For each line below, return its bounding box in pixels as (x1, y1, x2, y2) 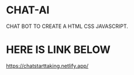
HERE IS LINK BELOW (6, 43, 111, 56)
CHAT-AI (6, 3, 50, 17)
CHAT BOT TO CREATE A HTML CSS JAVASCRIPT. (6, 23, 129, 30)
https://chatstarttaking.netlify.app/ (6, 62, 89, 69)
